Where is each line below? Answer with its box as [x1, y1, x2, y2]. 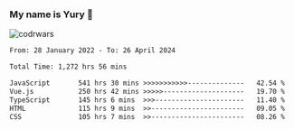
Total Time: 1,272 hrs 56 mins [9, 62, 128, 71]
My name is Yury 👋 [9, 8, 93, 21]
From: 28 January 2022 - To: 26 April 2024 [9, 46, 176, 55]
